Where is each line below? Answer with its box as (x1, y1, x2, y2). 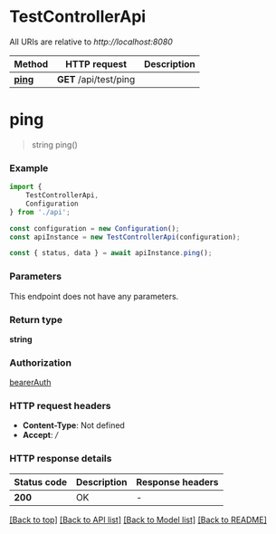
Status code (14, 475, 68, 488)
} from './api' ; (9, 207, 71, 216)
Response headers (136, 475, 219, 488)
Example (9, 161, 49, 174)
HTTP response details (9, 453, 112, 465)
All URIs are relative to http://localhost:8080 (9, 36, 174, 47)
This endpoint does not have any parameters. (9, 291, 179, 301)
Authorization (9, 356, 72, 368)
